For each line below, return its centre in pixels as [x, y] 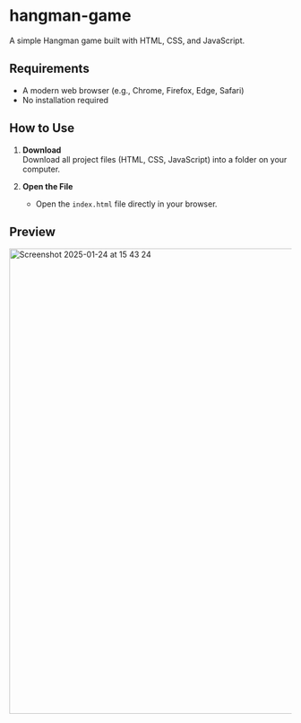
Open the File [47, 186]
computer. [41, 169]
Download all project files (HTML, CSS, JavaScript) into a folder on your [155, 159]
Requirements [49, 69]
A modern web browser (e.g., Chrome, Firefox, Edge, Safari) [133, 90]
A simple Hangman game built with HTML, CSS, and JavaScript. [127, 40]
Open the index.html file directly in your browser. [126, 204]
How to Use [42, 128]
